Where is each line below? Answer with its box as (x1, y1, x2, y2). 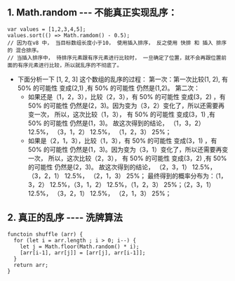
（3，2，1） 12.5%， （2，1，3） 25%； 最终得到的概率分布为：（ (27, 171, 219, 180)
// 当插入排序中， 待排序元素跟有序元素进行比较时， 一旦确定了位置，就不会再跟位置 (7, 54, 222, 61)
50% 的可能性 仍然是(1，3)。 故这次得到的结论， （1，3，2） (27, 119, 205, 127)
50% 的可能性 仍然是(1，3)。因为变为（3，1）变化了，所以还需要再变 (27, 145, 229, 153)
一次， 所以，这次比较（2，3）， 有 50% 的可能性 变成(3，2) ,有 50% (27, 154, 227, 162)
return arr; (13, 261, 49, 268)
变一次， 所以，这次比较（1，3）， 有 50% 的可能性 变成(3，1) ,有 (27, 110, 216, 118)
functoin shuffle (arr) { (7, 230, 83, 237)
